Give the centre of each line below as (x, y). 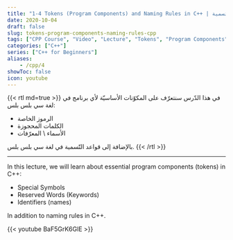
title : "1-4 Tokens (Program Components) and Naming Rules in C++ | (108, 14)
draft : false (26, 26)
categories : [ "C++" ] (37, 46)
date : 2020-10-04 (32, 20)
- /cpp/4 (32, 65)
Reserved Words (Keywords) (58, 195)
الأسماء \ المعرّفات (41, 133)
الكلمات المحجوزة (40, 126)
